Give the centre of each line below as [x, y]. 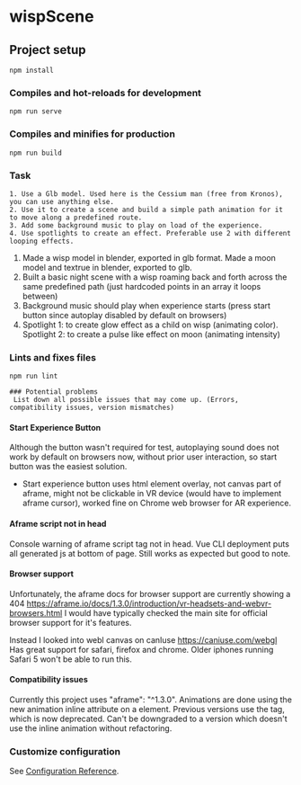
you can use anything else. [62, 201]
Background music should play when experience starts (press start [146, 305]
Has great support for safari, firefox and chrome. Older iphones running [142, 649]
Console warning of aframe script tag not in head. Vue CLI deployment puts [150, 544]
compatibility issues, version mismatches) [92, 408]
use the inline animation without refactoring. [91, 728]
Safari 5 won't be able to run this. [71, 659]
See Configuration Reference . [64, 772]
